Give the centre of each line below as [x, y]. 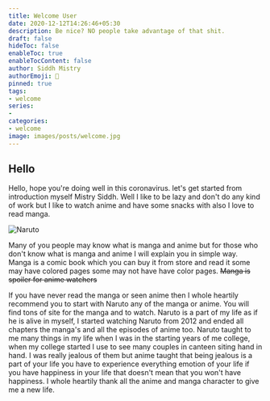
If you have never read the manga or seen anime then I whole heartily [124, 295]
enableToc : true [35, 53]
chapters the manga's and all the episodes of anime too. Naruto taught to [130, 330]
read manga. [29, 214]
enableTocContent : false [50, 61]
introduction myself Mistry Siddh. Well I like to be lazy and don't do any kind [134, 197]
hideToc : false [34, 46]
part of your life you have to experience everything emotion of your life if [129, 364]
